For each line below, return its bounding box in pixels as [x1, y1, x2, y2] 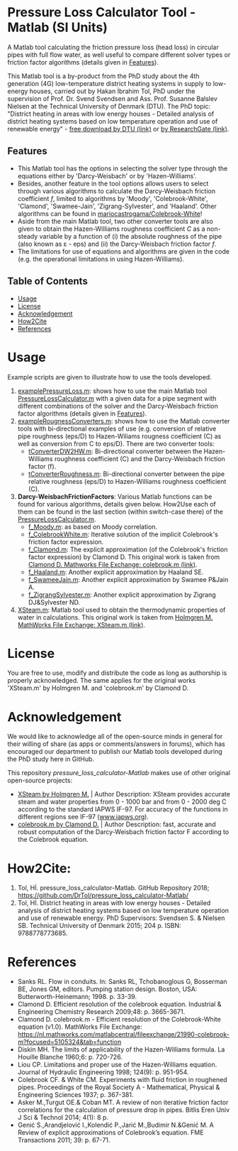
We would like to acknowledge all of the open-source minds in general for [7, 733, 223, 741]
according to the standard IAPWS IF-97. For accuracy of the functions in [17, 805, 228, 814]
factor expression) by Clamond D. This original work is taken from [28, 552, 220, 561]
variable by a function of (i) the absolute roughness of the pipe [39, 232, 222, 240]
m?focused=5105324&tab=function [17, 1038, 122, 1047]
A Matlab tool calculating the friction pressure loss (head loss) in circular [7, 43, 220, 51]
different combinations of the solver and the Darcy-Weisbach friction [17, 401, 218, 410]
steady [17, 232, 38, 240]
